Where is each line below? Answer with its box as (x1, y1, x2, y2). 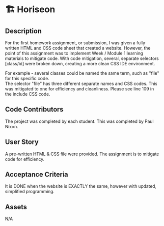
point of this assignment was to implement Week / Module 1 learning (5, 50, 143, 56)
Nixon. (5, 123, 18, 129)
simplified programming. (5, 189, 55, 195)
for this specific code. (5, 76, 50, 81)
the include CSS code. (5, 91, 51, 97)
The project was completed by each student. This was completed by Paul (5, 118, 154, 124)
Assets (5, 202, 27, 211)
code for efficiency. (5, 156, 45, 162)
